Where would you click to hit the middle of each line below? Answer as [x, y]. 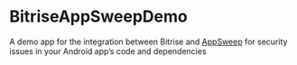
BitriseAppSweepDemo [98, 17]
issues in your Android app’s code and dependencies [108, 51]
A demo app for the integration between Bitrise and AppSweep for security [148, 42]
